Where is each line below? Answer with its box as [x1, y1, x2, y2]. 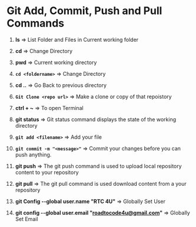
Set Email [15, 215, 38, 222]
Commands [6, 16, 65, 30]
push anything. [15, 151, 52, 158]
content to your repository [15, 169, 79, 176]
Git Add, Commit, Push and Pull [6, 4, 162, 18]
